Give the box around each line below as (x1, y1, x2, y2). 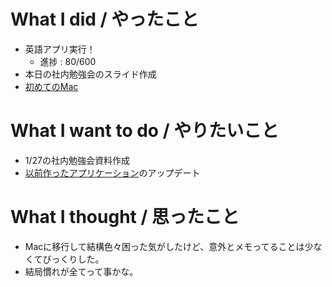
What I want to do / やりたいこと (10, 120, 280, 142)
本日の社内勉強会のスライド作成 (24, 68, 157, 80)
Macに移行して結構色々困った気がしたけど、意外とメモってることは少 (24, 240, 314, 252)
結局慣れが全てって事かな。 (24, 265, 139, 277)
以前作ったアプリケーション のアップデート (24, 166, 201, 179)
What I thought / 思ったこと (10, 206, 240, 229)
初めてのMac (24, 80, 79, 92)
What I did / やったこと (10, 8, 200, 31)
